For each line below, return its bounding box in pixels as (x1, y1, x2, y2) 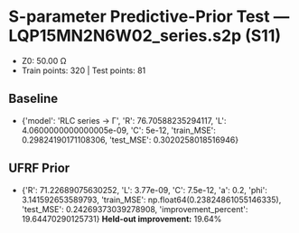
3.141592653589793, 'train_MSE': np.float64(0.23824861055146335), (21, 194, 282, 205)
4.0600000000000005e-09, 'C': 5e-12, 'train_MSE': (21, 125, 216, 135)
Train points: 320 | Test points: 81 (21, 65, 146, 76)
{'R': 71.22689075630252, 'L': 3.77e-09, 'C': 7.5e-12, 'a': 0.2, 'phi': (21, 184, 267, 195)
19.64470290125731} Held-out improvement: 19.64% (21, 213, 222, 224)
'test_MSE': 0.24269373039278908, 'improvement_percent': (21, 203, 248, 214)
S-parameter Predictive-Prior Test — (8, 6, 290, 27)
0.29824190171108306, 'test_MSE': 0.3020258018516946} (21, 134, 239, 145)
